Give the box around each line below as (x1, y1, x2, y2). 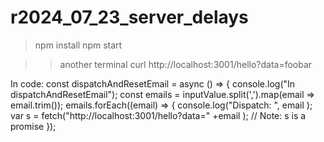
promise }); (10, 120, 57, 132)
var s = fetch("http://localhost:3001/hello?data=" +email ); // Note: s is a (10, 109, 307, 121)
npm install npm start (34, 39, 123, 51)
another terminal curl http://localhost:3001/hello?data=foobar (59, 58, 313, 70)
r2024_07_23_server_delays (10, 6, 249, 29)
